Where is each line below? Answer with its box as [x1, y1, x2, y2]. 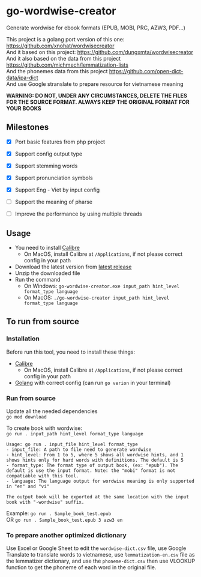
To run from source [6, 316, 79, 327]
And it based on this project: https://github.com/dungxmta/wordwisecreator [6, 48, 194, 55]
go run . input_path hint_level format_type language [6, 430, 144, 437]
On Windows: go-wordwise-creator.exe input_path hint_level [23, 282, 180, 289]
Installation [6, 334, 40, 343]
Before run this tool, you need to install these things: [6, 348, 135, 355]
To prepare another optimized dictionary [6, 531, 127, 539]
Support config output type [14, 150, 83, 157]
